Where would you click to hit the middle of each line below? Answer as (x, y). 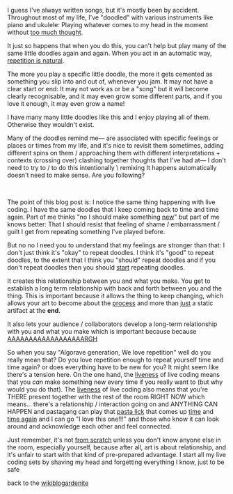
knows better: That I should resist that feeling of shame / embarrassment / (114, 224)
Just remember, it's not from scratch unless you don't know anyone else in (114, 440)
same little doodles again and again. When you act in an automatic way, (110, 53)
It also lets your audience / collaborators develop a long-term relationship (112, 324)
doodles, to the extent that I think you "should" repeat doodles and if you (111, 260)
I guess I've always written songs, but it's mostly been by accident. (103, 10)
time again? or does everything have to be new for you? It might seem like (113, 367)
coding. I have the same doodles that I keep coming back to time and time (113, 209)
